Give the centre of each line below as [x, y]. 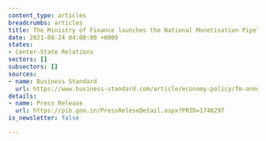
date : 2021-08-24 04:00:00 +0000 [63, 37]
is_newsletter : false [44, 118]
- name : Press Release [46, 103]
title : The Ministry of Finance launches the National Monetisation [123, 30]
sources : [23, 74]
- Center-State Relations [51, 52]
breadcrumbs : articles [46, 23]
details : [23, 96]
